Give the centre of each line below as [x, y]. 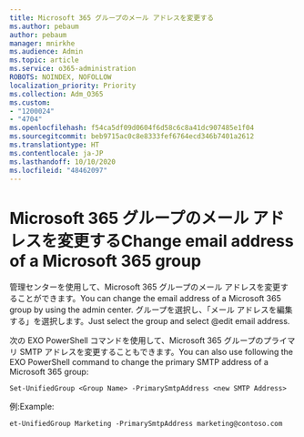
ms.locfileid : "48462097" [58, 170]
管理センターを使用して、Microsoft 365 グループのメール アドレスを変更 [145, 287]
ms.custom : [30, 102]
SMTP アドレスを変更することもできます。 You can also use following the [157, 352]
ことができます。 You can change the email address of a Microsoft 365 [149, 299]
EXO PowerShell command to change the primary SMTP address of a [139, 362]
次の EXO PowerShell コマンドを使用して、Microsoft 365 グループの [137, 340]
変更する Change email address [176, 241]
